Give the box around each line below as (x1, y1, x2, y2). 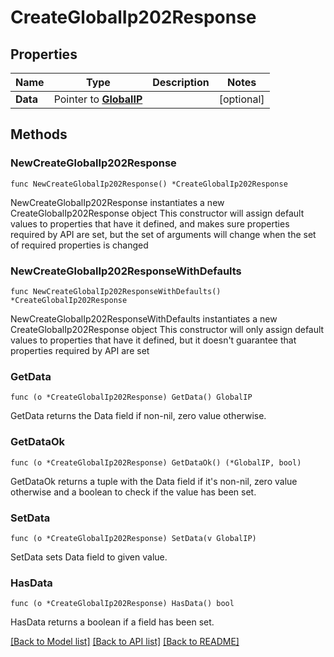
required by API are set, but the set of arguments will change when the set (10, 228, 317, 240)
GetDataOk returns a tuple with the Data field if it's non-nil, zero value (10, 475, 298, 487)
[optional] (218, 92, 265, 106)
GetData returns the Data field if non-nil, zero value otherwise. (10, 410, 267, 422)
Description (152, 76, 210, 89)
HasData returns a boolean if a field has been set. (10, 616, 215, 628)
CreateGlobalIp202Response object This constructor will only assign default (10, 323, 325, 335)
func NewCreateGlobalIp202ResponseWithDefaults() (10, 286, 222, 296)
